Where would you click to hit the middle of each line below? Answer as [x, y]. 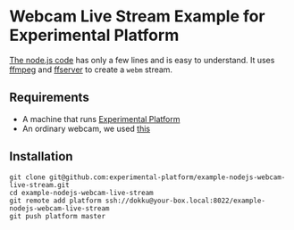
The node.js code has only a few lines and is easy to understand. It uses [142, 60]
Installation [41, 156]
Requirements [49, 98]
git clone [28, 177]
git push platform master [57, 216]
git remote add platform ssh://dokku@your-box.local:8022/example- [138, 201]
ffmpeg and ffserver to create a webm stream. [91, 70]
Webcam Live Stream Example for [137, 16]
